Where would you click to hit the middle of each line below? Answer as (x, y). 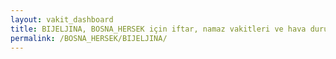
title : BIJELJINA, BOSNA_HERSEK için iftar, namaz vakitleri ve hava (158, 29)
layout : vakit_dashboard (62, 19)
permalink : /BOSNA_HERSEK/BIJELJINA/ (89, 38)
